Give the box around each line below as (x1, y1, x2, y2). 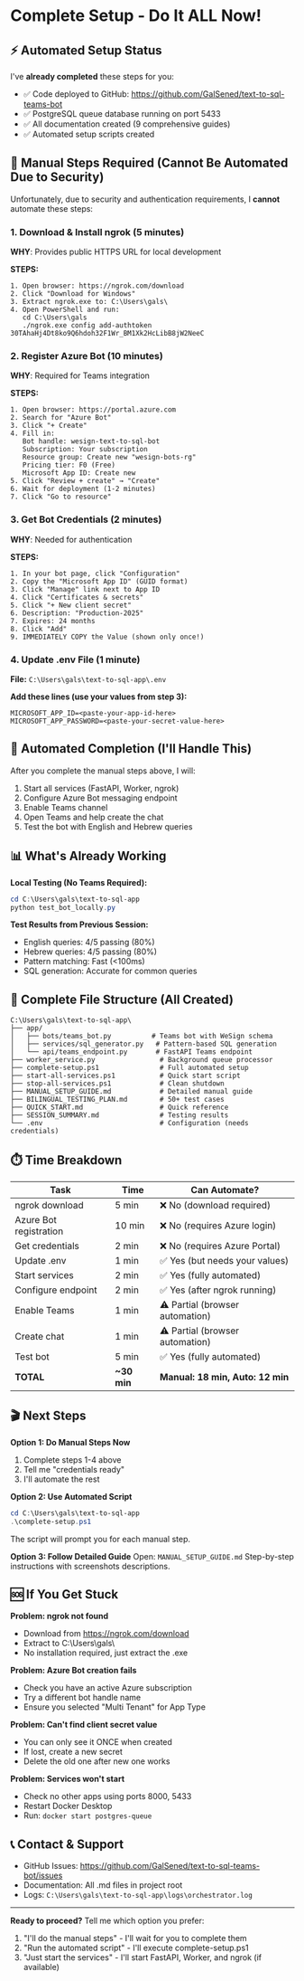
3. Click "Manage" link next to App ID (10, 584, 161, 593)
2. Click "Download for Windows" (10, 289, 136, 299)
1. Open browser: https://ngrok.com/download (10, 281, 184, 290)
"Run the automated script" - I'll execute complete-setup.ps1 (23, 1942, 249, 1954)
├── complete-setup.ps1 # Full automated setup (10, 1064, 249, 1073)
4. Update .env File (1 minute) (10, 653, 141, 666)
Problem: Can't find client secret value (10, 1720, 158, 1730)
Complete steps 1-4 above (23, 1454, 122, 1465)
